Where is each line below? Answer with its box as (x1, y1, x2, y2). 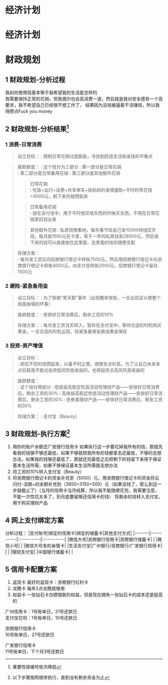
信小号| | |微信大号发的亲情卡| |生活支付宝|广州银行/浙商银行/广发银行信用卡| (5, 543, 162, 549)
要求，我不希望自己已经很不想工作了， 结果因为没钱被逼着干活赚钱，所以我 (5, 102, 160, 108)
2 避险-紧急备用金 (5, 282, 48, 289)
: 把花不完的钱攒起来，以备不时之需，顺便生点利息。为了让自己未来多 (17, 361, 160, 367)
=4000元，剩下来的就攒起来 (29, 193, 88, 199)
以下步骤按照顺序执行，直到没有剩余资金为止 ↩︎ (12, 675, 110, 681)
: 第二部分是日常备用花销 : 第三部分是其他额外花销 (17, 170, 120, 176)
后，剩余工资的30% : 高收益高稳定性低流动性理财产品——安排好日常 (17, 390, 158, 396)
